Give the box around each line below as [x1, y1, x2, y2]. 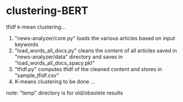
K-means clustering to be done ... [14, 78, 96, 85]
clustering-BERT [6, 4, 89, 17]
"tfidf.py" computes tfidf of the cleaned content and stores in [14, 65, 162, 72]
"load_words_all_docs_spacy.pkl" [14, 59, 95, 66]
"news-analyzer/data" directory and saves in [14, 53, 123, 60]
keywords [14, 41, 39, 48]
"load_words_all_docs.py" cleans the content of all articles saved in [14, 47, 177, 54]
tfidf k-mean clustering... [6, 23, 66, 30]
